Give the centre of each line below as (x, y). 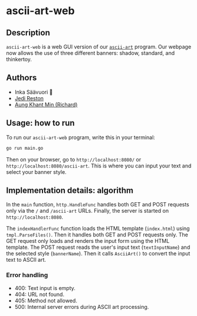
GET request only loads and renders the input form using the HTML (88, 241)
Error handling (27, 275)
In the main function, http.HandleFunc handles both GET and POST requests (98, 205)
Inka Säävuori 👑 (34, 92)
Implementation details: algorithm (70, 190)
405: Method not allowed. (46, 300)
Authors (22, 78)
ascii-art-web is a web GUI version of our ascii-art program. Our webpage (99, 47)
